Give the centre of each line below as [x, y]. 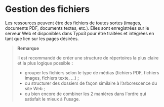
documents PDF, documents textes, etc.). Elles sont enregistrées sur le [77, 28]
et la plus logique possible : [45, 63]
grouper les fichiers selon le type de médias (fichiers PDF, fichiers [92, 72]
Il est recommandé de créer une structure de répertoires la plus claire [88, 57]
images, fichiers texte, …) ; [52, 78]
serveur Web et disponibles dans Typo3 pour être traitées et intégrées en [80, 33]
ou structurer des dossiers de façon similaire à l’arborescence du [91, 83]
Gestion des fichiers [47, 9]
